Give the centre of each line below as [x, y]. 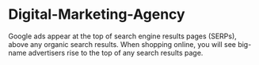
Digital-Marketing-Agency [97, 14]
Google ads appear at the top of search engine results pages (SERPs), [123, 36]
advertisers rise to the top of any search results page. [116, 52]
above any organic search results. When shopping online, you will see [122, 44]
